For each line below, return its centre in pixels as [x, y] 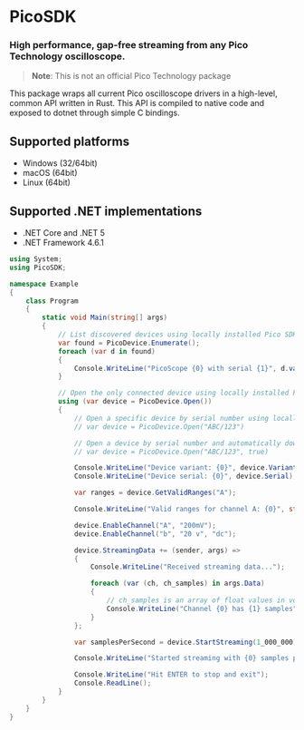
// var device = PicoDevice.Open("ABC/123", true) [171, 452]
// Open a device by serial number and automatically [177, 443]
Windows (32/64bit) [60, 163]
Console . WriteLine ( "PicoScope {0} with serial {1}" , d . [181, 368]
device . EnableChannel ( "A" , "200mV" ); [145, 525]
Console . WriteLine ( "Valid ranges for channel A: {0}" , [179, 510]
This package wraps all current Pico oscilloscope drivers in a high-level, [143, 93]
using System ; [36, 259]
